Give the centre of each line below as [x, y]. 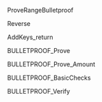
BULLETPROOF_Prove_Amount [51, 64]
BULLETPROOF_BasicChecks [49, 78]
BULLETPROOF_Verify [39, 91]
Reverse [19, 23]
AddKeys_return [30, 37]
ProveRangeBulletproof [41, 10]
